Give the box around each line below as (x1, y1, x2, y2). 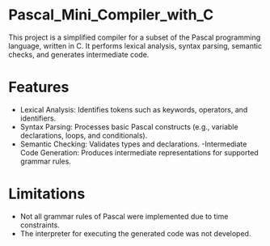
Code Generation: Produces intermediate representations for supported (19, 147, 259, 157)
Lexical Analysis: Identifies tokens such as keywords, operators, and (19, 104, 248, 114)
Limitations (8, 184, 86, 203)
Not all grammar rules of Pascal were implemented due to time (19, 211, 229, 221)
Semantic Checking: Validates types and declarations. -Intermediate (19, 139, 247, 149)
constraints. (19, 220, 61, 230)
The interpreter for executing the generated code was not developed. (19, 228, 251, 238)
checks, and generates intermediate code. (8, 49, 150, 59)
